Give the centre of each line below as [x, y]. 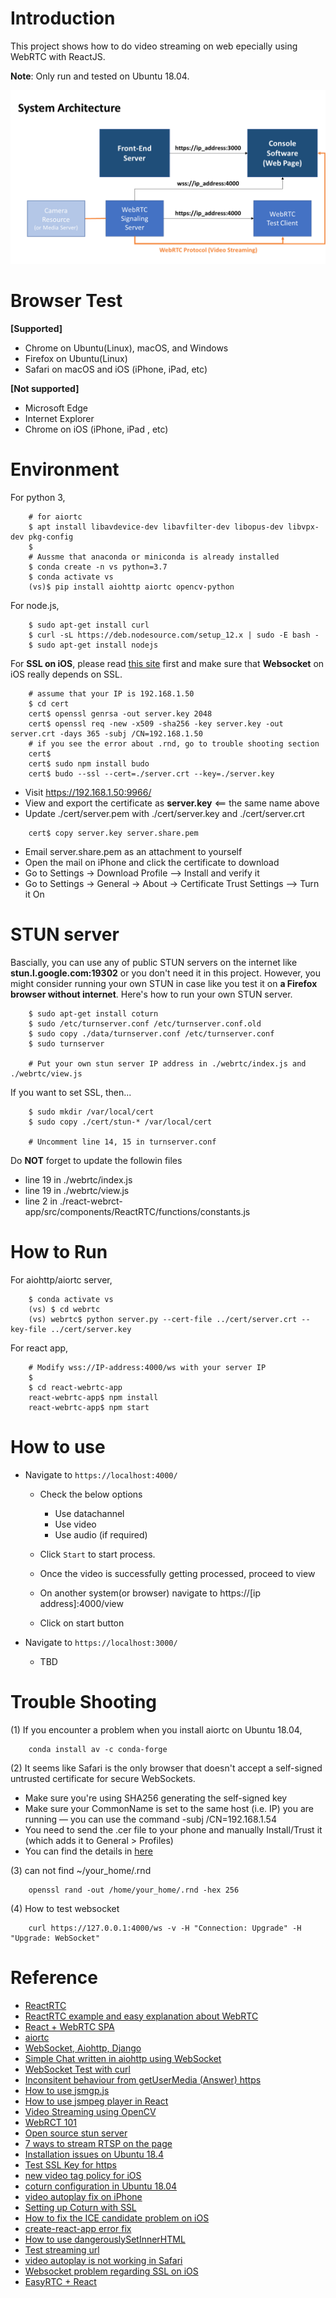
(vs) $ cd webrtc [64, 1309]
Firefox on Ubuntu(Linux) [76, 358]
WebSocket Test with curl [77, 2069]
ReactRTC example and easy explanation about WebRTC [141, 2016]
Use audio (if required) [101, 1534]
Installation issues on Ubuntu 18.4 [94, 2154]
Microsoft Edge [56, 408]
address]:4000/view [81, 1603]
